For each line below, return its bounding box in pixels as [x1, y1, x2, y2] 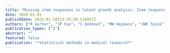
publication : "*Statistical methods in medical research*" [5, 40, 133, 45]
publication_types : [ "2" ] [5, 26, 60, 31]
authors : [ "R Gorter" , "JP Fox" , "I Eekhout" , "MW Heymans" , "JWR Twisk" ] [5, 21, 166, 27]
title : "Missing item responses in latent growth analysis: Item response [5, 7, 166, 13]
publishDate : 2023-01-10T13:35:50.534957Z [5, 17, 96, 22]
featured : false [5, 36, 39, 41]
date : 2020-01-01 [5, 12, 42, 17]
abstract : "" [5, 31, 33, 36]
